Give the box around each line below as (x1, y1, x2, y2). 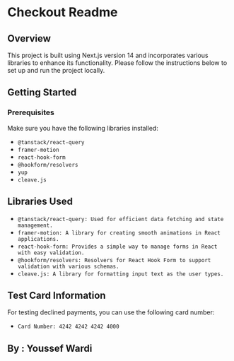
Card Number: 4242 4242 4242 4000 (17, 323, 119, 331)
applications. (17, 235, 59, 242)
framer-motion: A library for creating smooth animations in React (17, 229, 221, 237)
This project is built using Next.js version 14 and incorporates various (7, 51, 209, 59)
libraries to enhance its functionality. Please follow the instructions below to (7, 59, 228, 67)
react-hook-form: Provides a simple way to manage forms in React (17, 243, 218, 250)
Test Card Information (7, 289, 106, 301)
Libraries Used (7, 196, 73, 208)
